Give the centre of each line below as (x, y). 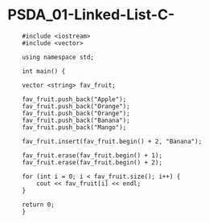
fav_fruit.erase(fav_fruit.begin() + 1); (92, 155)
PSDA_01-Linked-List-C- (91, 15)
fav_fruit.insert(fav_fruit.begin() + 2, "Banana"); (112, 141)
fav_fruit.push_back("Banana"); (76, 120)
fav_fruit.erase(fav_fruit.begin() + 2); (92, 162)
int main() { (44, 71)
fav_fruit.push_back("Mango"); (74, 127)
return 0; (39, 205)
